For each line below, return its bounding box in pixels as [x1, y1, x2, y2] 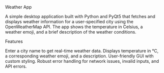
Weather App [5, 4, 32, 10]
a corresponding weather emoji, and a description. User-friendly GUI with [5, 53, 154, 59]
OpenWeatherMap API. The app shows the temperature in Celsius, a [5, 24, 143, 30]
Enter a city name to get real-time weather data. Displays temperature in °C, [5, 48, 159, 54]
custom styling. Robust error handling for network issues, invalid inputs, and [5, 58, 160, 64]
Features [5, 38, 23, 44]
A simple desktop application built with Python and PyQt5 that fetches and [5, 14, 156, 19]
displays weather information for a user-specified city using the [5, 19, 134, 24]
